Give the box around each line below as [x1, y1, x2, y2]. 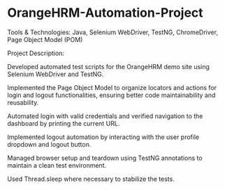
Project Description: [7, 49, 65, 57]
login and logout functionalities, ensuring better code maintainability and [7, 91, 216, 99]
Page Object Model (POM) [7, 35, 83, 43]
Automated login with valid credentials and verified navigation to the [7, 112, 203, 120]
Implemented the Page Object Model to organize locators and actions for [7, 83, 217, 92]
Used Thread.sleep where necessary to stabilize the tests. [7, 175, 175, 183]
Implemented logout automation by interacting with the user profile [7, 133, 200, 141]
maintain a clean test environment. [7, 161, 107, 169]
